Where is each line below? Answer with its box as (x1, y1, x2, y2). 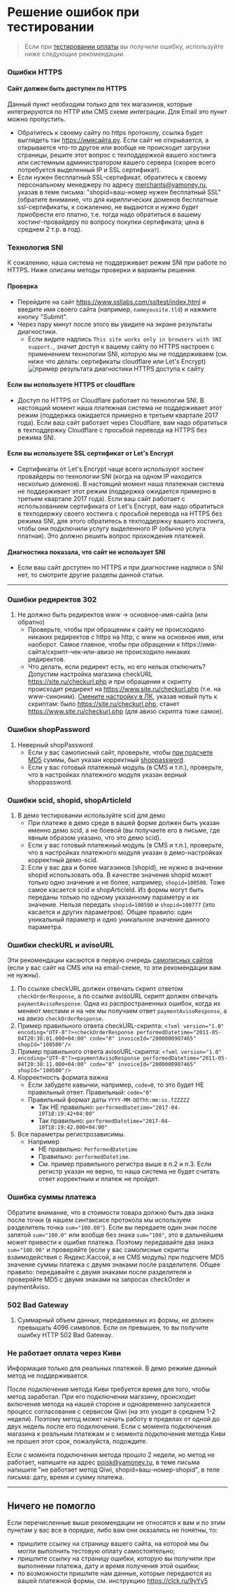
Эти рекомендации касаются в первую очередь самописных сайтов (7, 956, 213, 964)
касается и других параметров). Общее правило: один (27, 908, 192, 917)
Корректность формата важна (17, 1073, 108, 1082)
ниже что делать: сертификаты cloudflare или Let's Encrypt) (27, 357, 206, 365)
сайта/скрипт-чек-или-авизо (27, 648, 115, 656)
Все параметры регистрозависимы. (17, 1130, 126, 1139)
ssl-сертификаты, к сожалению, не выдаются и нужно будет (17, 203, 199, 211)
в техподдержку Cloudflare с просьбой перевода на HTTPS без (17, 425, 208, 434)
